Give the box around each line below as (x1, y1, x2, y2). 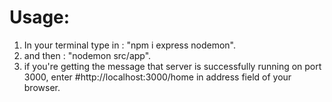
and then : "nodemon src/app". (23, 49, 152, 61)
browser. (23, 81, 61, 93)
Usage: (9, 6, 71, 29)
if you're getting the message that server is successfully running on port (23, 60, 322, 72)
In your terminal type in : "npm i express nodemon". (23, 39, 237, 51)
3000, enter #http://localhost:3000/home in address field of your (23, 71, 292, 83)
